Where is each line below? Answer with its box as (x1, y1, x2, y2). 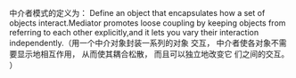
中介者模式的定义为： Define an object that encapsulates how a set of (9, 8, 266, 18)
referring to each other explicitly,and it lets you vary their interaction (9, 27, 259, 37)
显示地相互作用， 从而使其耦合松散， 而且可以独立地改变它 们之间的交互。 (16, 49, 290, 59)
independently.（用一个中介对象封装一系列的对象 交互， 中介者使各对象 (9, 38, 272, 48)
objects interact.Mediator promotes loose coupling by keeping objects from (9, 18, 286, 28)
